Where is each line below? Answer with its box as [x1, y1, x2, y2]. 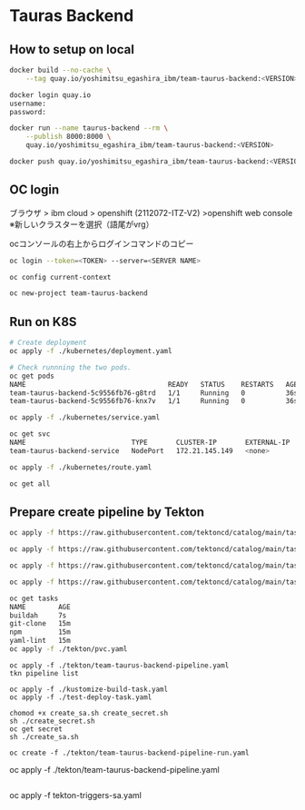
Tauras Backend [9, 5, 134, 26]
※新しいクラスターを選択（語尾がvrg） [9, 219, 154, 230]
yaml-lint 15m [9, 637, 71, 646]
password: [9, 107, 47, 116]
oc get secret [9, 724, 64, 734]
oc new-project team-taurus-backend [9, 289, 148, 298]
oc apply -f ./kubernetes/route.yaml [9, 462, 152, 472]
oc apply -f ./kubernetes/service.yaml [9, 413, 161, 422]
